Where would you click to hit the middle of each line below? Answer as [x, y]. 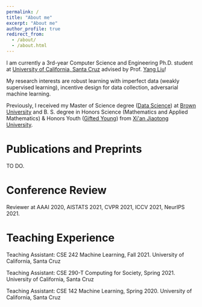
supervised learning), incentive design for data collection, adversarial [92, 87]
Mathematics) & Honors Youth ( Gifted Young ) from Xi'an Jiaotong [87, 118]
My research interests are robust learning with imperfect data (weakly [93, 81]
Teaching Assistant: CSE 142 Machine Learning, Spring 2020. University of [99, 291]
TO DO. [15, 166]
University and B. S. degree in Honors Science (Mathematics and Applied [97, 112]
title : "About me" [29, 18]
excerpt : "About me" [32, 23]
